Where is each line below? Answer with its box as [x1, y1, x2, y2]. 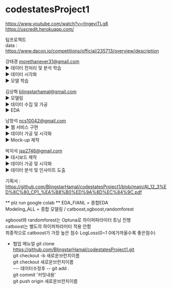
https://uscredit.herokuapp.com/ [5, 26, 74, 32]
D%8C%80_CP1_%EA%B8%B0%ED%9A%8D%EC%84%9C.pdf [5, 189, 142, 195]
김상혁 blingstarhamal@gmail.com [5, 88, 77, 94]
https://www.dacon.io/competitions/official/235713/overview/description [5, 48, 159, 54]
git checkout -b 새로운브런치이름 [12, 252, 80, 258]
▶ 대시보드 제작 [5, 154, 37, 160]
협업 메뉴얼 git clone [12, 240, 55, 246]
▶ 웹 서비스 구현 [5, 124, 39, 130]
